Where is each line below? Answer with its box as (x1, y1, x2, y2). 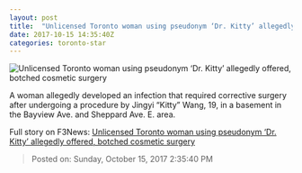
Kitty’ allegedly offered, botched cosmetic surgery (9, 136, 196, 147)
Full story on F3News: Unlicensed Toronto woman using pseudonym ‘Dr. (9, 127, 277, 138)
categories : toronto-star (9, 38, 106, 48)
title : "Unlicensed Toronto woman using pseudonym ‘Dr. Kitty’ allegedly (9, 22, 296, 31)
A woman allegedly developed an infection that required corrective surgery (9, 90, 288, 101)
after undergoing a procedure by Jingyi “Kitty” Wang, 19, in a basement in (9, 100, 282, 111)
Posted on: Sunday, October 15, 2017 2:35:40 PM (31, 154, 214, 165)
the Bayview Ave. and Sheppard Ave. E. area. (9, 109, 176, 120)
